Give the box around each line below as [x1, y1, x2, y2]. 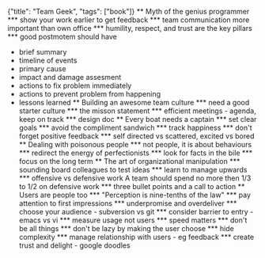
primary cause [18, 64, 66, 74]
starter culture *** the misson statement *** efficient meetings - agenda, [18, 106, 256, 116]
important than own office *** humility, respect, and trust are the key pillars [7, 24, 252, 32]
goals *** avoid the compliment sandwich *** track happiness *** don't [18, 123, 252, 132]
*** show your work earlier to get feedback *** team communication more [7, 15, 250, 25]
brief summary [18, 47, 67, 56]
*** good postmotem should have [7, 32, 118, 41]
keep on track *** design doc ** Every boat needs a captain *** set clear [18, 115, 257, 123]
